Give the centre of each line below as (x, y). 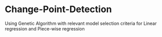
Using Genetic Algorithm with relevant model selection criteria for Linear (81, 23)
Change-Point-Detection (58, 9)
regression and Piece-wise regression (45, 28)
